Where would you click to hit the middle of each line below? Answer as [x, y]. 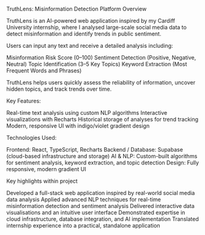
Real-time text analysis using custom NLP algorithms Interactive [87, 113]
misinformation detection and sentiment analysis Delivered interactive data [100, 206]
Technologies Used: [32, 138]
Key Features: [24, 101]
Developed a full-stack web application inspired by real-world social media [101, 193]
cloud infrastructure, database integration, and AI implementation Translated [102, 219]
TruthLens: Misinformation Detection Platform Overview [76, 9]
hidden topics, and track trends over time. [59, 89]
